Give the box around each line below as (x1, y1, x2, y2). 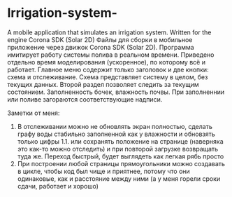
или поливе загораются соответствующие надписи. (7, 95, 163, 103)
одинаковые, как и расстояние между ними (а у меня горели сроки (17, 174, 221, 183)
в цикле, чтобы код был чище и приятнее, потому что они (17, 167, 190, 175)
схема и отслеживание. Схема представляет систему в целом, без (7, 72, 208, 81)
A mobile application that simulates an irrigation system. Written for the (7, 28, 212, 36)
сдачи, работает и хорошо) (17, 182, 99, 190)
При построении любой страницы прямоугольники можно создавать (17, 159, 226, 168)
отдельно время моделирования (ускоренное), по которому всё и (7, 57, 206, 66)
